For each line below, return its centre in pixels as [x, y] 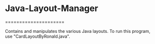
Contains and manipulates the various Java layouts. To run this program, [78, 31]
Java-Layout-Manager [52, 8]
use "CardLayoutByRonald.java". [38, 36]
